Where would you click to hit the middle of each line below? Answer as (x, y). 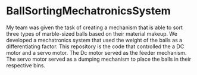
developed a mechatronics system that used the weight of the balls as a (94, 40)
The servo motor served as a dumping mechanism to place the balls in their (99, 59)
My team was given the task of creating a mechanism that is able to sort (94, 27)
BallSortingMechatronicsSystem (88, 11)
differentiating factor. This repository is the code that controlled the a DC (95, 46)
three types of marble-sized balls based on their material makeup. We (92, 33)
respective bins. (26, 65)
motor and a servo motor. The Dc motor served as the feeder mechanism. (96, 52)
